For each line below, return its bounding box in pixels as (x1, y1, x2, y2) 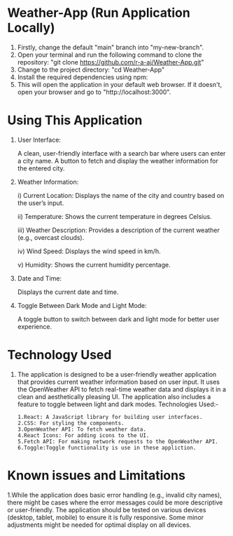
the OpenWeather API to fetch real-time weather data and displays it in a (17, 384, 226, 394)
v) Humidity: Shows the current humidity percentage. (17, 260, 171, 269)
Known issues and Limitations (7, 468, 185, 483)
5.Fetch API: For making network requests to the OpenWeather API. (17, 438, 218, 445)
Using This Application (7, 112, 143, 128)
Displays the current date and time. (17, 288, 119, 296)
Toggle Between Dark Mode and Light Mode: (17, 301, 147, 309)
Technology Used (7, 347, 112, 363)
